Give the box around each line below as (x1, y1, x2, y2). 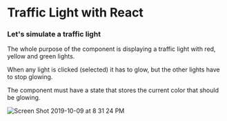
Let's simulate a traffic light (7, 30, 101, 39)
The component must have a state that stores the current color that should (7, 86, 219, 94)
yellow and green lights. (7, 52, 75, 60)
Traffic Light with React (7, 5, 144, 21)
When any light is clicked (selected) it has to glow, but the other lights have (7, 65, 221, 74)
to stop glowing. (7, 73, 53, 81)
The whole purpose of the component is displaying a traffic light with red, (7, 45, 216, 53)
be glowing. (7, 93, 41, 102)
